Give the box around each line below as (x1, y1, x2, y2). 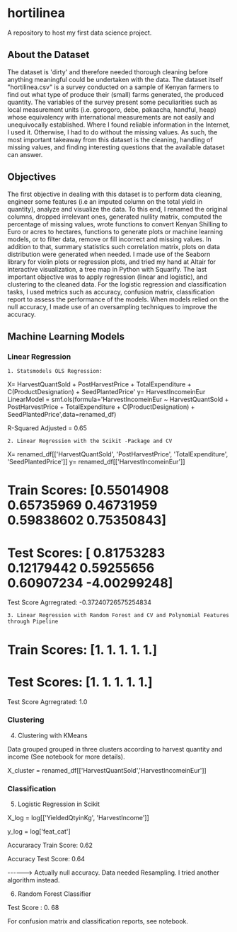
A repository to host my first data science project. (7, 28, 152, 37)
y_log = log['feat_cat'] (7, 827, 71, 836)
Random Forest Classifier (17, 890, 91, 898)
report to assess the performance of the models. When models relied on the (7, 295, 229, 304)
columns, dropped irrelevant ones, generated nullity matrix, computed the (7, 212, 223, 221)
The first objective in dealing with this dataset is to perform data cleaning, (7, 190, 223, 198)
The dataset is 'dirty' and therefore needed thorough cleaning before (7, 67, 209, 76)
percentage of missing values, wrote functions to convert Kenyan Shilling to (7, 219, 228, 228)
